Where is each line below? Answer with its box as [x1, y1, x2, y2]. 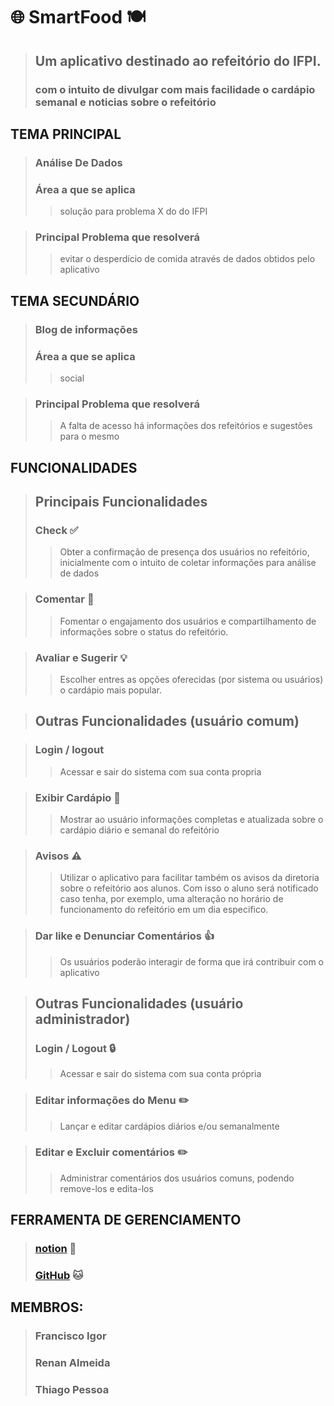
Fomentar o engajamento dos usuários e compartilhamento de [59, 615, 317, 627]
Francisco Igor [34, 1329, 107, 1343]
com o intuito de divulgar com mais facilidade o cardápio [34, 82, 316, 96]
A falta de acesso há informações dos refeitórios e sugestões [59, 420, 313, 432]
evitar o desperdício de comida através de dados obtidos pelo [59, 253, 316, 265]
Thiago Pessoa [34, 1383, 110, 1397]
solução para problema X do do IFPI [59, 205, 208, 218]
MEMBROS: [10, 1299, 84, 1316]
